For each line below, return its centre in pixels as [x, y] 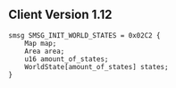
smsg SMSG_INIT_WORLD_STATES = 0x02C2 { [85, 35]
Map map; [41, 43]
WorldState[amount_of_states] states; [96, 66]
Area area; [45, 51]
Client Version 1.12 [60, 15]
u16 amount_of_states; [67, 59]
